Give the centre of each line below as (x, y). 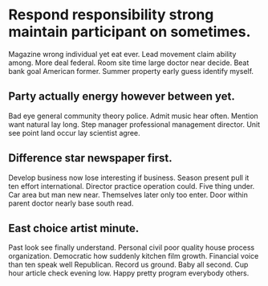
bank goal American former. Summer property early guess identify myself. (131, 71)
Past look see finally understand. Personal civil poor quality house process (132, 247)
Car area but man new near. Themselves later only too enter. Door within (128, 194)
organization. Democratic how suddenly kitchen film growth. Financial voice (134, 256)
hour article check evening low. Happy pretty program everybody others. (129, 273)
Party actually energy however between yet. (122, 97)
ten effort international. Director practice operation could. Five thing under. (132, 186)
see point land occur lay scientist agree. (74, 133)
